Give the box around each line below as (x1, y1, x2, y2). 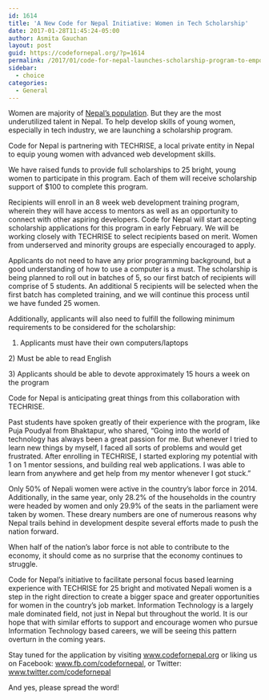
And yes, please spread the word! (8, 683, 120, 693)
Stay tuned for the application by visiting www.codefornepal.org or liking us (8, 650, 258, 660)
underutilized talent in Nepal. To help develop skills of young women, (8, 117, 236, 127)
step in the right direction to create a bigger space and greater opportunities (8, 592, 260, 602)
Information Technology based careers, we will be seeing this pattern (8, 626, 237, 636)
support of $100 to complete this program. (8, 182, 148, 192)
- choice (15, 71, 45, 79)
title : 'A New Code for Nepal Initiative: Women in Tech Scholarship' (8, 19, 249, 27)
